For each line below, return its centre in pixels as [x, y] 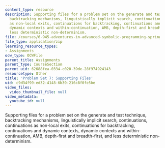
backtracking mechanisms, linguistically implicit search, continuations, [76, 120]
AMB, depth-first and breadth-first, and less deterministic [91, 136]
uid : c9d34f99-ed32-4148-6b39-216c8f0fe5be [50, 83]
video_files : [18, 87]
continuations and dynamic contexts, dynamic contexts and [66, 131]
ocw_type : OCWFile [24, 55]
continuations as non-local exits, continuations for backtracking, [70, 125]
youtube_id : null [27, 101]
